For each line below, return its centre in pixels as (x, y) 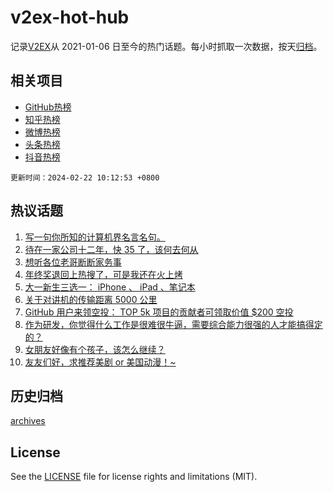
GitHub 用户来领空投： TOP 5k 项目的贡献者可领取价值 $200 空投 (159, 312)
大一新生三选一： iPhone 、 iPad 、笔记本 (110, 287)
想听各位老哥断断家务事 (73, 262)
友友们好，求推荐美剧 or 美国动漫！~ (100, 362)
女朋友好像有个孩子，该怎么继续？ (95, 349)
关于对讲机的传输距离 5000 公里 (91, 299)
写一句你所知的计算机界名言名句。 (95, 237)
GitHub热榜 (48, 107)
